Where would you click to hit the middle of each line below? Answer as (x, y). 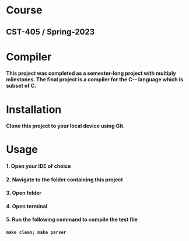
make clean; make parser (36, 232)
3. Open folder (24, 193)
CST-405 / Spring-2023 (50, 32)
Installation (34, 109)
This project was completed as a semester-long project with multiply (91, 73)
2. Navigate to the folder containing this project (65, 180)
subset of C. (21, 86)
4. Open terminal (27, 206)
